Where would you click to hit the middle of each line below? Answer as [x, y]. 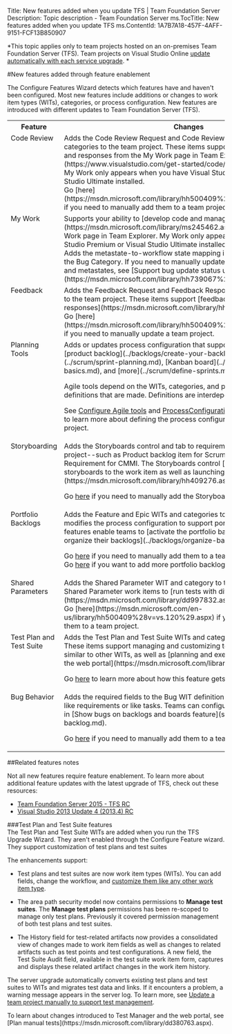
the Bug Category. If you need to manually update [145, 262]
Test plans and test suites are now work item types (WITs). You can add [119, 873]
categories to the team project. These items [135, 147]
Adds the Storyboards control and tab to [129, 446]
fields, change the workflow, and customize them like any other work [115, 881]
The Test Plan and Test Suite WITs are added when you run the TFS [103, 832]
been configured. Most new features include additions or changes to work [113, 95]
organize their [86, 540]
